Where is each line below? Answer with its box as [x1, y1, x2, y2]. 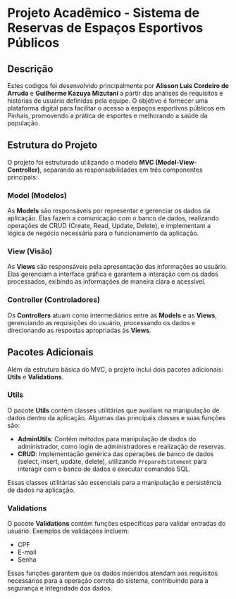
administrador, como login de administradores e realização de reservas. [17, 442, 226, 450]
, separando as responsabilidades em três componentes [39, 165, 203, 174]
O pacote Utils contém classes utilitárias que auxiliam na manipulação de [7, 406, 220, 415]
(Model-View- [154, 158, 197, 166]
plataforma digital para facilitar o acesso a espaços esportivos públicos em [7, 104, 225, 112]
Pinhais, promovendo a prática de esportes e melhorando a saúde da [7, 111, 208, 120]
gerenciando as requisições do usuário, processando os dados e [7, 318, 196, 327]
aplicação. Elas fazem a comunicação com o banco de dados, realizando [7, 214, 220, 222]
